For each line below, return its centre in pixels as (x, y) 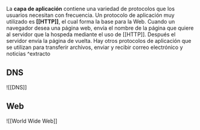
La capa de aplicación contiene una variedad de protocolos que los (91, 9)
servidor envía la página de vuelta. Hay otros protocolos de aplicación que (99, 41)
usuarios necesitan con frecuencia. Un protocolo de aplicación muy (91, 15)
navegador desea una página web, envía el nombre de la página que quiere (100, 28)
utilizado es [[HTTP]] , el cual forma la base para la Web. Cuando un (91, 21)
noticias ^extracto (28, 54)
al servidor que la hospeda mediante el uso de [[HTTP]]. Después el (91, 34)
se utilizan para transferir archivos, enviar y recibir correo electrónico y (95, 47)
